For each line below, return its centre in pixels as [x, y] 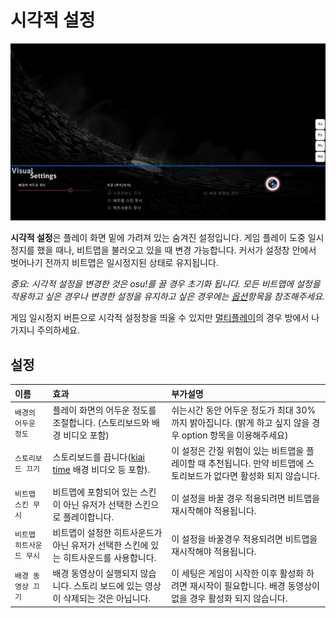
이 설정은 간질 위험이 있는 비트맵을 [238, 451]
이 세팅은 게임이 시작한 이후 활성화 [238, 573]
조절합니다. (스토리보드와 [101, 422]
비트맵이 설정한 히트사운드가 [107, 532]
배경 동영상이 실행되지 [95, 573]
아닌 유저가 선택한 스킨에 [100, 545]
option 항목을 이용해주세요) [235, 435]
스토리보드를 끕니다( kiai [98, 457]
